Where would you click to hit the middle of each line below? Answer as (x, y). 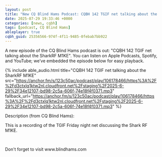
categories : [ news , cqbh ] (31, 23)
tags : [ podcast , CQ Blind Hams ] (38, 28)
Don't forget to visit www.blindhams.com (46, 149)
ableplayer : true (23, 32)
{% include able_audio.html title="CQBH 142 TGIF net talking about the (76, 70)
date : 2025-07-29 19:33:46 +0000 (39, 18)
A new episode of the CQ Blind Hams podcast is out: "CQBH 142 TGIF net (78, 50)
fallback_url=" (19, 96)
